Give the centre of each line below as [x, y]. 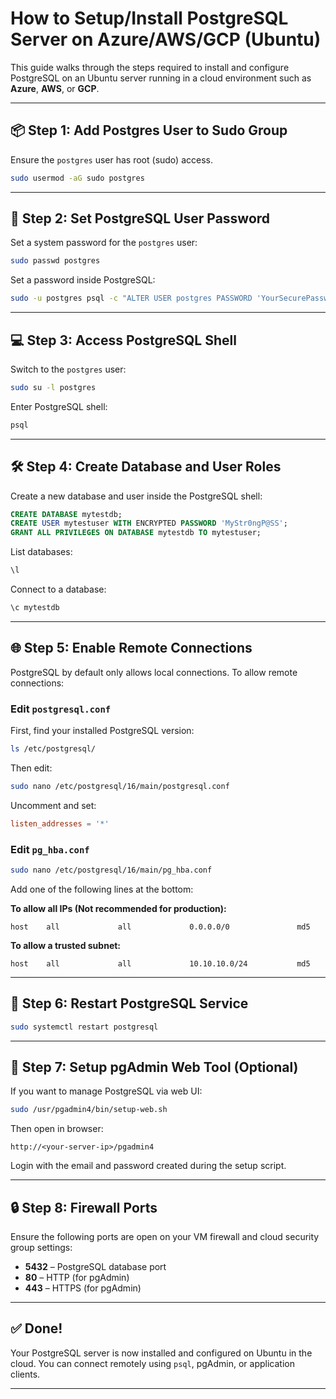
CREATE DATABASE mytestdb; [66, 514]
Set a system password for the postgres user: [104, 243]
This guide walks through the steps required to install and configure [150, 67]
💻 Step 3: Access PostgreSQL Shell [123, 340]
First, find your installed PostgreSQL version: [102, 731]
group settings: [41, 1248]
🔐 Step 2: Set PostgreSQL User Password [140, 218]
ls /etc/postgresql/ [53, 749]
